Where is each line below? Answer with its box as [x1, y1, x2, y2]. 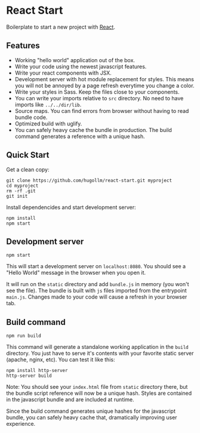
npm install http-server [6, 368, 68, 374]
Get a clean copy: [6, 165, 50, 173]
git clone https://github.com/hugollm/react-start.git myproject [6, 177, 172, 183]
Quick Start [6, 150, 50, 160]
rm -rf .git [6, 188, 36, 194]
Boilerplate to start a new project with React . [6, 23, 115, 30]
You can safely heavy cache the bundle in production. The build [14, 126, 172, 133]
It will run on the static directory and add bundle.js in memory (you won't [6, 281, 189, 288]
